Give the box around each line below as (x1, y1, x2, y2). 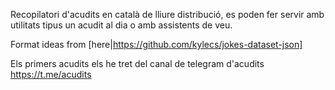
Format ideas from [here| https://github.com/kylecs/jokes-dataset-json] (10, 39, 303, 50)
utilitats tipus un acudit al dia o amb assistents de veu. (10, 19, 233, 31)
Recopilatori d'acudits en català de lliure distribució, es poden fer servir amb (10, 9, 325, 20)
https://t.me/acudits (10, 69, 92, 80)
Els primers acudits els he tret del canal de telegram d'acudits (10, 58, 265, 69)
